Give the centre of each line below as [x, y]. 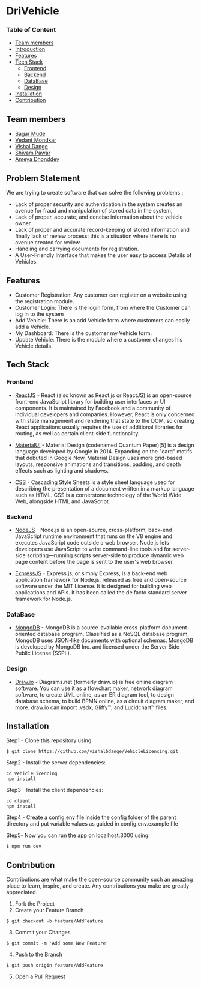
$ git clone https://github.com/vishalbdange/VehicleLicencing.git [92, 752]
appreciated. [22, 892]
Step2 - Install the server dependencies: [56, 763]
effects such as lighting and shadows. [62, 470]
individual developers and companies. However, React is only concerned [105, 414]
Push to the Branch [39, 954]
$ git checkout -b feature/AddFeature [55, 921]
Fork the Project [35, 904]
